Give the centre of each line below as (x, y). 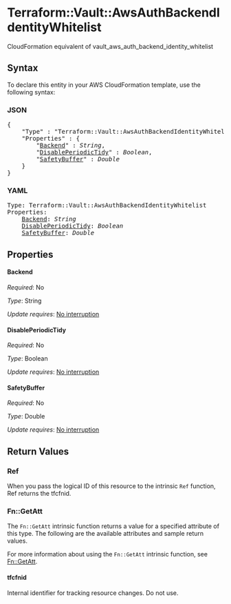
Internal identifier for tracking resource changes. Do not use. (93, 593)
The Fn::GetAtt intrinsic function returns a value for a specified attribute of (113, 526)
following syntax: (31, 92)
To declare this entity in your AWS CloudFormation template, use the (104, 85)
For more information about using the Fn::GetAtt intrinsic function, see (108, 554)
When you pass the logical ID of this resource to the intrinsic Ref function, (111, 486)
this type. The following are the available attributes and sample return (106, 534)
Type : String (24, 301)
